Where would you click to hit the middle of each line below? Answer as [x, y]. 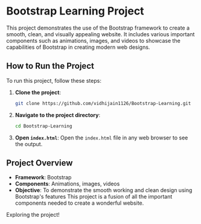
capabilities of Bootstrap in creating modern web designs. [78, 47]
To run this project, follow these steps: [54, 80]
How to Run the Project [50, 66]
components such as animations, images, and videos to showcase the [94, 40]
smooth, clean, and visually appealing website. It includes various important [101, 34]
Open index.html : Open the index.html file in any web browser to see [101, 138]
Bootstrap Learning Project [75, 11]
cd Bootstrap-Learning [43, 126]
